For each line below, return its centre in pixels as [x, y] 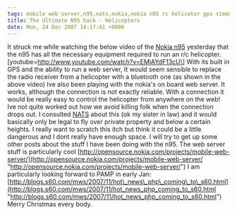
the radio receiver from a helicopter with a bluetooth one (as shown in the [114, 77]
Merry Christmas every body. [50, 204]
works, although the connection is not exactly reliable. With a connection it [116, 92]
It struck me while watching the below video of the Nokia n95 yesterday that [118, 47]
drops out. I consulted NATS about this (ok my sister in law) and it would [112, 114]
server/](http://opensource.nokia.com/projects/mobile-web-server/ [105, 159]
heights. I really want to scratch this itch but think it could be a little [104, 129]
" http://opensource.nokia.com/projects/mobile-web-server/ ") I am [104, 167]
